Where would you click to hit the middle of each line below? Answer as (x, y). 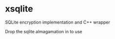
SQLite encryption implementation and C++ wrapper (58, 22)
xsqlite (19, 9)
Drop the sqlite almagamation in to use (44, 31)
